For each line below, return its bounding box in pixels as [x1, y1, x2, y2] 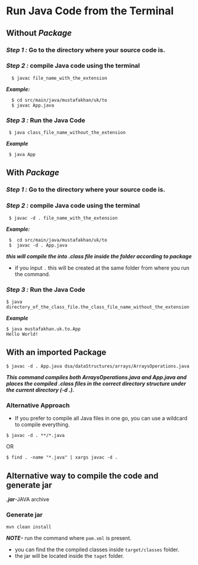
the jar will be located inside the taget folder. [14, 552, 124, 560]
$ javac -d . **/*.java [6, 433, 65, 439]
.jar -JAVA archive [6, 495, 49, 502]
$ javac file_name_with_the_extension [11, 75, 108, 81]
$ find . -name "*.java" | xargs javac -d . [6, 454, 118, 461]
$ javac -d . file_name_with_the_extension [8, 215, 118, 221]
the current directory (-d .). [6, 386, 75, 394]
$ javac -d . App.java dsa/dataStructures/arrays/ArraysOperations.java [6, 363, 190, 369]
